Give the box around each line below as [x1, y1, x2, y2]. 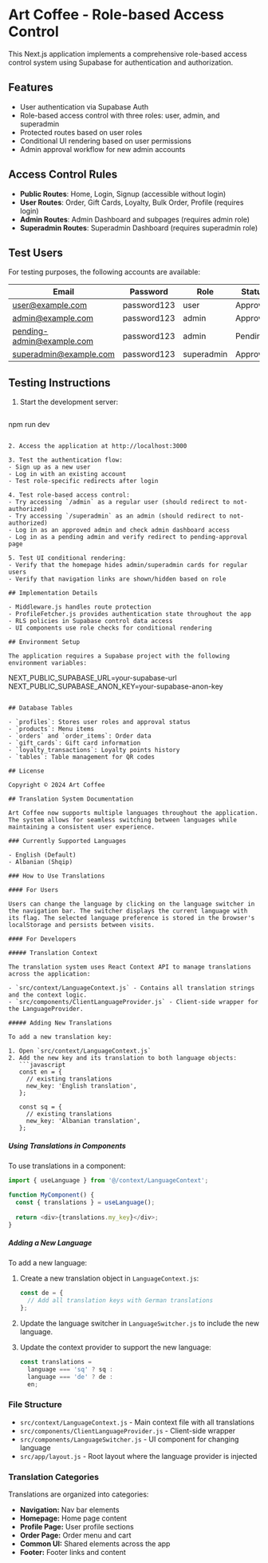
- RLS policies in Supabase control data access [8, 618, 173, 626]
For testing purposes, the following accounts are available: [8, 267, 201, 277]
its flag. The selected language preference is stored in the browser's [8, 914, 255, 922]
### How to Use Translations [8, 872, 105, 881]
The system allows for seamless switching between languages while [8, 816, 238, 825]
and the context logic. [8, 991, 88, 999]
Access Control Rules [8, 168, 118, 182]
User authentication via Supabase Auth [19, 102, 149, 111]
